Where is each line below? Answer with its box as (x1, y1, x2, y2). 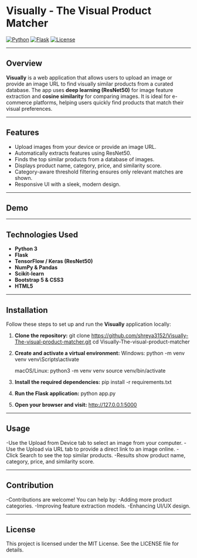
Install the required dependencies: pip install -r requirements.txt (14, 379, 172, 385)
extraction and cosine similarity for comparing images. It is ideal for (6, 93, 171, 100)
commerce (6, 98, 32, 106)
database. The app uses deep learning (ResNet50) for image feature (6, 86, 174, 93)
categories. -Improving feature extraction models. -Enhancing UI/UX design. (6, 502, 191, 509)
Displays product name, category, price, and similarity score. (14, 162, 162, 169)
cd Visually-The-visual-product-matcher (92, 338, 190, 345)
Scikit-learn (14, 270, 45, 277)
